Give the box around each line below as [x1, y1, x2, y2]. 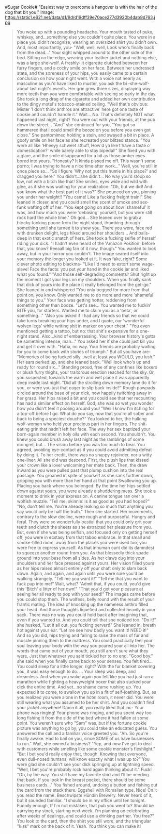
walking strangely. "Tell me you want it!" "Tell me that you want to [16, 576, 148, 582]
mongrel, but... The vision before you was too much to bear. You [16, 442, 145, 447]
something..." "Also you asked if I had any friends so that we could [16, 313, 149, 318]
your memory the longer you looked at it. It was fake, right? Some [16, 256, 147, 262]
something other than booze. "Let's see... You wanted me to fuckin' [16, 302, 151, 308]
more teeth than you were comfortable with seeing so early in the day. [16, 91, 157, 97]
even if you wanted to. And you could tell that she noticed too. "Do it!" [16, 617, 156, 623]
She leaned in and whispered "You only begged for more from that [16, 287, 150, 293]
